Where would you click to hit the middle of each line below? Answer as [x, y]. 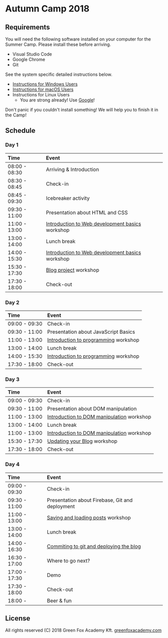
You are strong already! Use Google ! [57, 100]
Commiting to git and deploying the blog [94, 546]
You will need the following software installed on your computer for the [78, 39]
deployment [61, 506]
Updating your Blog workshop [82, 441]
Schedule [20, 131]
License [18, 618]
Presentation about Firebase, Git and [90, 500]
